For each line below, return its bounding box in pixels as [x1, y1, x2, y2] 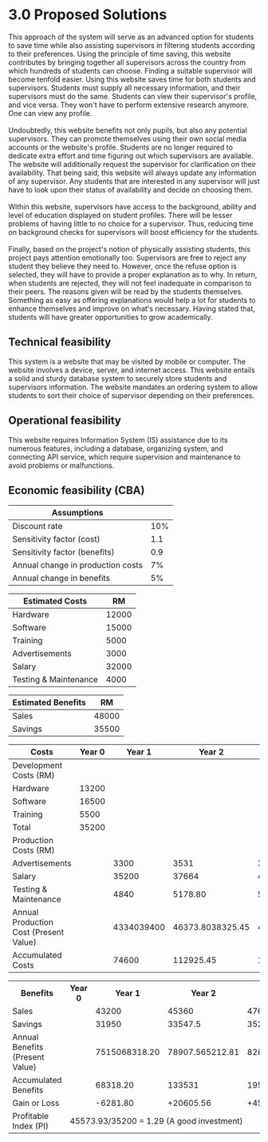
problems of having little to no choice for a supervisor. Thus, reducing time [8, 218, 254, 229]
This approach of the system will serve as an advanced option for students [8, 32, 254, 42]
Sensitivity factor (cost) [12, 534, 100, 545]
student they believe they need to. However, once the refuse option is [8, 261, 237, 271]
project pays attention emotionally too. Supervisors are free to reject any [8, 253, 247, 262]
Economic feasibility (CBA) [8, 483, 145, 497]
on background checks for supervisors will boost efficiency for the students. [8, 227, 259, 237]
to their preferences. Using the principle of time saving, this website [8, 49, 231, 58]
